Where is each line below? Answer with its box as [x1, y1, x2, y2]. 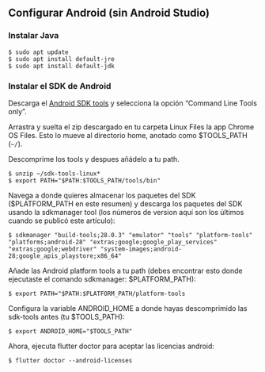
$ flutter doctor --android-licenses [8, 356, 133, 364]
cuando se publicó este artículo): [8, 216, 115, 225]
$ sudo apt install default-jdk [8, 62, 115, 70]
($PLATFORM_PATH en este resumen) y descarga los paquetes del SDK [8, 198, 243, 209]
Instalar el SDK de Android [8, 80, 112, 91]
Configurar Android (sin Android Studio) [8, 6, 210, 20]
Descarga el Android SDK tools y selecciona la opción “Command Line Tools [8, 98, 257, 108]
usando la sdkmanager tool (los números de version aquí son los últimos [8, 207, 244, 217]
